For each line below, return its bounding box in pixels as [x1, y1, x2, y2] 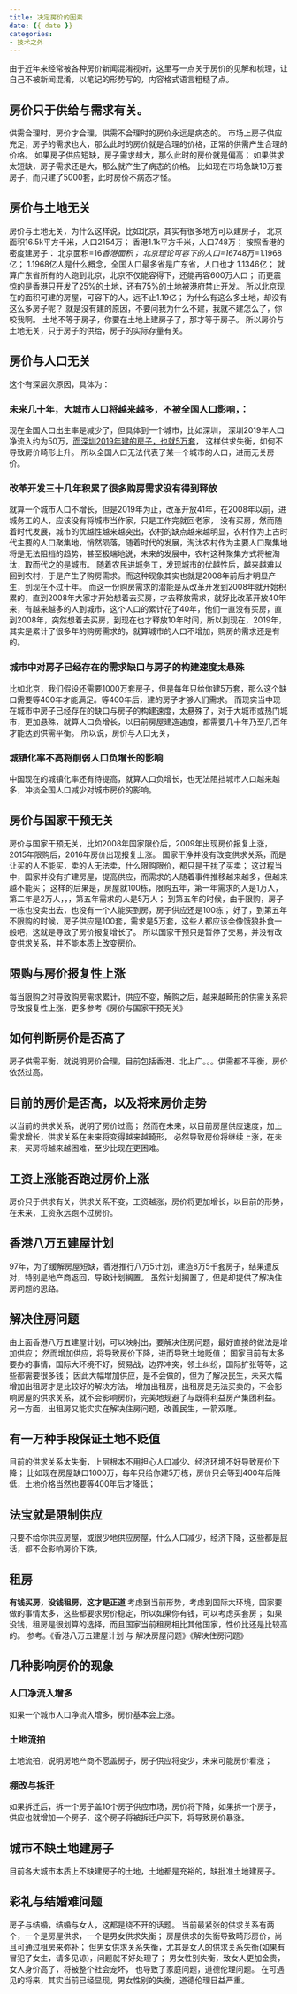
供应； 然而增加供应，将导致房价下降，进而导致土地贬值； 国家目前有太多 [16, 1348, 285, 1358]
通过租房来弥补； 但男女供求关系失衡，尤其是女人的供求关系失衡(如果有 [24, 1941, 286, 1952]
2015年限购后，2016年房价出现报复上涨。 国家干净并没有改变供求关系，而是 [9, 849, 287, 860]
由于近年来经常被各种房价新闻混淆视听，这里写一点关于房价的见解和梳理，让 [9, 63, 288, 73]
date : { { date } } [9, 21, 73, 30]
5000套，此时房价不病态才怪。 [63, 172, 176, 182]
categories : [9, 29, 53, 38]
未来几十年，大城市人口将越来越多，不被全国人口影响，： [9, 403, 249, 415]
